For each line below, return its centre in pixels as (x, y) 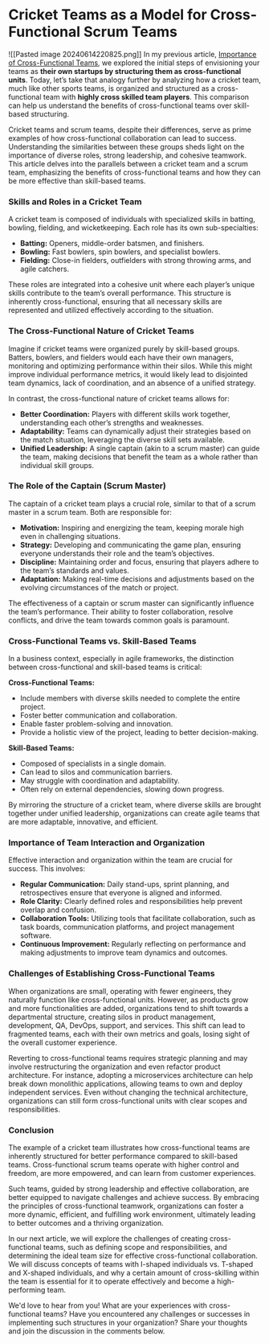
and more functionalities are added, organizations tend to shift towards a (128, 1008)
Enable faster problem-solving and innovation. (96, 724)
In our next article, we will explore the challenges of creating (108, 1239)
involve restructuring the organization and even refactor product (114, 1067)
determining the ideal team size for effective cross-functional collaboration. (133, 1256)
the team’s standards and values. (75, 570)
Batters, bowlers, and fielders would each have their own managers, (121, 357)
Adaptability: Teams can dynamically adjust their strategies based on (135, 431)
